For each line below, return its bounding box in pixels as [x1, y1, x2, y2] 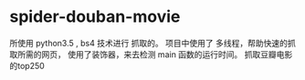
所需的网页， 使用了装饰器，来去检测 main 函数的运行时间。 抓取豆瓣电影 [16, 48, 293, 60]
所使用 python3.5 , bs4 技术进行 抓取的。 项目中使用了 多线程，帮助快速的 [9, 37, 288, 48]
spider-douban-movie [9, 6, 181, 27]
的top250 [9, 60, 46, 71]
